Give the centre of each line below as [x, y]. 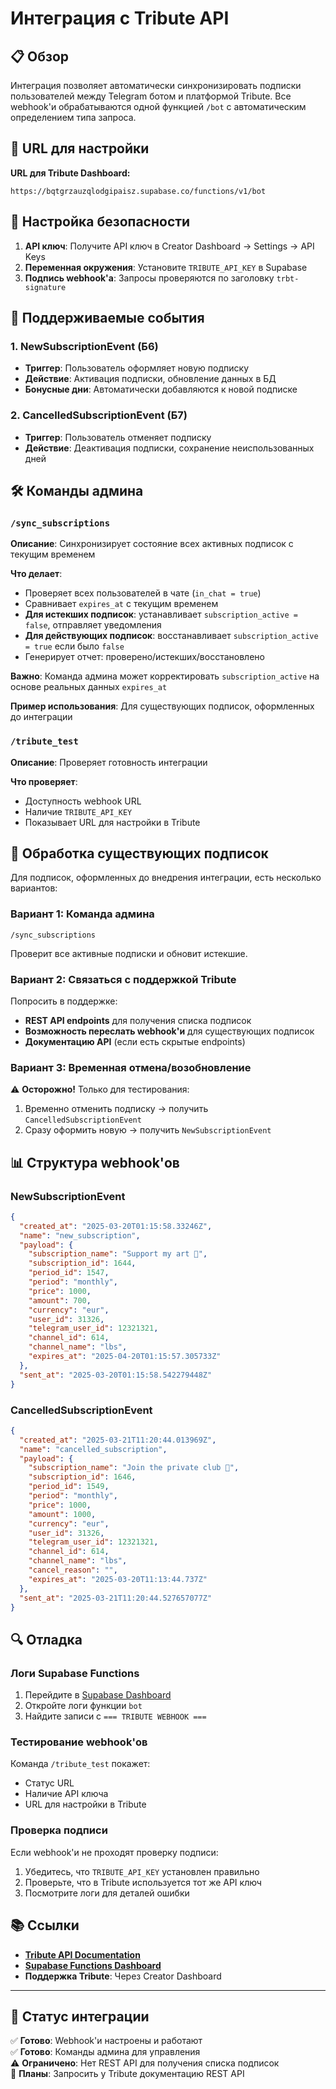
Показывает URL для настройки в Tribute [112, 822]
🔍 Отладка [46, 1639]
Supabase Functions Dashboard [93, 1965]
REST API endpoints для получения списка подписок [138, 1020]
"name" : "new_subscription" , [80, 1235]
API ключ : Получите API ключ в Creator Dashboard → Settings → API [169, 246]
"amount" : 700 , [60, 1300]
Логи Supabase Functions [75, 1673]
